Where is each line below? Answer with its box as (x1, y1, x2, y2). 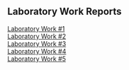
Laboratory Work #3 (7, 39, 67, 48)
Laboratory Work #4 (7, 47, 67, 55)
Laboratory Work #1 (7, 24, 65, 33)
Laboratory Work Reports (7, 6, 122, 18)
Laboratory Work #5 (7, 54, 66, 63)
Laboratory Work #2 (7, 32, 67, 40)
